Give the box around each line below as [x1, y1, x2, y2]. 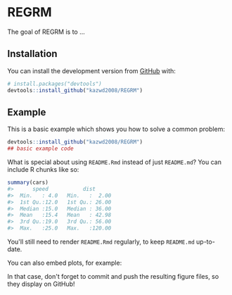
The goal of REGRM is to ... [7, 27, 86, 36]
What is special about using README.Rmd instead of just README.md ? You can [7, 158, 221, 166]
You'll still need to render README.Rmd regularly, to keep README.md [7, 237, 195, 246]
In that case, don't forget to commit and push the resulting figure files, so [7, 272, 219, 281]
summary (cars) [7, 179, 49, 187]
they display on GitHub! [7, 280, 75, 289]
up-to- [195, 237, 216, 246]
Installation [7, 48, 58, 60]
